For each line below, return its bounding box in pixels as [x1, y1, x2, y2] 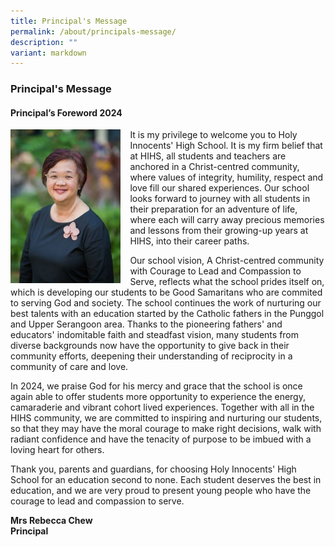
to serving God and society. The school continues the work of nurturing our [10, 297, 322, 309]
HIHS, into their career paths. [129, 235, 250, 247]
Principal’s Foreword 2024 [10, 106, 123, 119]
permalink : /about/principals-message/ [10, 26, 177, 37]
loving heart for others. [10, 444, 105, 456]
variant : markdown [10, 48, 87, 58]
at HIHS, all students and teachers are [129, 150, 287, 162]
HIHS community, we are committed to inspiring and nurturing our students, [10, 412, 323, 424]
